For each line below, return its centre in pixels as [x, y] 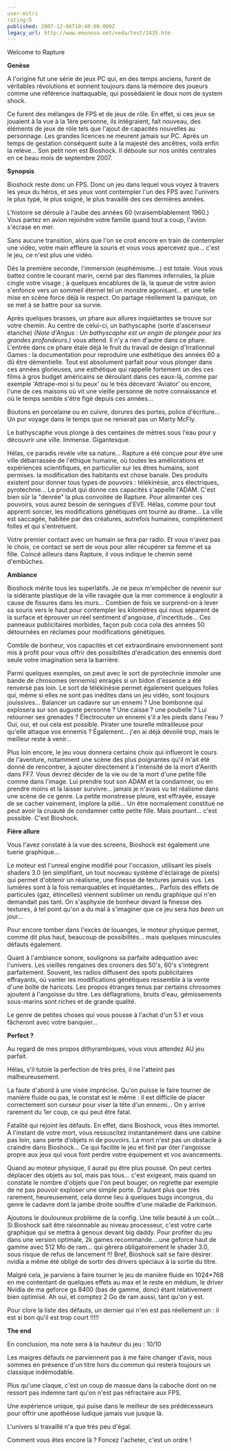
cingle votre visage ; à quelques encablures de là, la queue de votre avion [111, 283]
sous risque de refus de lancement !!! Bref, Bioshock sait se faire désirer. [110, 1254]
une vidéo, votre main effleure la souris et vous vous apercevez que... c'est [113, 248]
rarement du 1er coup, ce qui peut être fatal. [69, 1112]
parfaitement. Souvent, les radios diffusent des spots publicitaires [100, 972]
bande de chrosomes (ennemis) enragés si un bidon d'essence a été [104, 681]
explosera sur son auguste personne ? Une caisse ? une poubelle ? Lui [107, 710]
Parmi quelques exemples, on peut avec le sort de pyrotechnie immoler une [114, 673]
